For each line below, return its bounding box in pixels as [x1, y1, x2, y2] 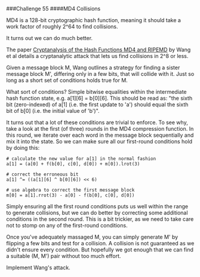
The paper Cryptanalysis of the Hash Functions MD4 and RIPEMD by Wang [6, 46, 191, 53]
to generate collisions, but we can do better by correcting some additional [6, 209, 188, 216]
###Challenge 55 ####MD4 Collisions [6, 5, 101, 12]
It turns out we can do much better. [6, 35, 93, 41]
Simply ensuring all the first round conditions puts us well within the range [6, 203, 189, 210]
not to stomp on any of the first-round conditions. [6, 222, 128, 229]
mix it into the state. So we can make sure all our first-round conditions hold [6, 138, 193, 145]
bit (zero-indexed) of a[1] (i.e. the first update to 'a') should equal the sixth [6, 101, 189, 108]
